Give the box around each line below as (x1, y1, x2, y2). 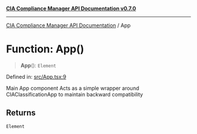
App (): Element (20, 62, 57, 69)
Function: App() (6, 42, 84, 56)
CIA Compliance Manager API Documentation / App (6, 22, 131, 29)
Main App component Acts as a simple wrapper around (6, 85, 140, 92)
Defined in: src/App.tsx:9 (6, 73, 66, 80)
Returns (6, 108, 36, 118)
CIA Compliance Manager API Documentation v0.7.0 (6, 5, 137, 12)
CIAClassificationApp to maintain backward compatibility (6, 91, 144, 98)
